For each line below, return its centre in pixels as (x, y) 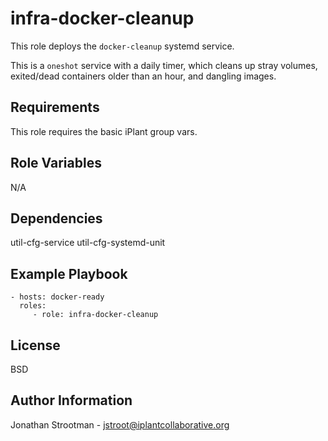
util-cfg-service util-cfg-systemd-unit (88, 243)
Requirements (55, 107)
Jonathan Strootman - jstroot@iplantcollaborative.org (120, 424)
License (35, 345)
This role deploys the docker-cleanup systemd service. (122, 46)
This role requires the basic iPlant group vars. (104, 131)
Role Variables (56, 163)
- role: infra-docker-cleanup (95, 315)
